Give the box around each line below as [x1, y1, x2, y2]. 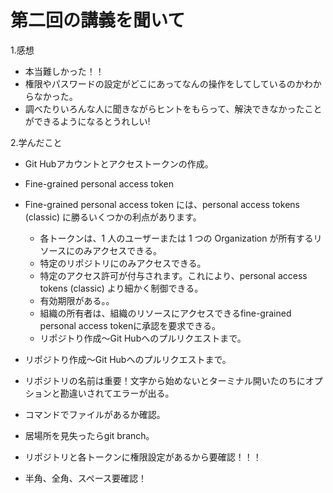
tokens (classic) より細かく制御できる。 [39, 282, 204, 294]
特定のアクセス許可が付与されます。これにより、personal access [39, 269, 308, 281]
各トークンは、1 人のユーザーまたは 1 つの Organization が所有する [39, 232, 314, 244]
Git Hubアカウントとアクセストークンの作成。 [24, 157, 214, 170]
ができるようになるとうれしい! [24, 115, 151, 127]
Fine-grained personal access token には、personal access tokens [24, 198, 300, 210]
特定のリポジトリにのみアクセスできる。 [39, 257, 207, 269]
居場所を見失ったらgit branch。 [24, 429, 155, 441]
